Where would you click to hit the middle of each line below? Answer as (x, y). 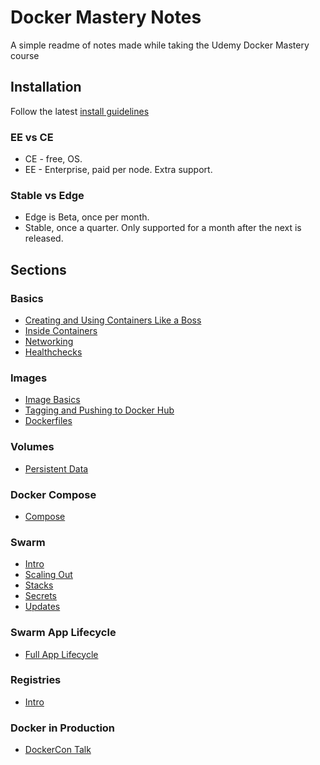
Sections (38, 269)
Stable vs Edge (47, 195)
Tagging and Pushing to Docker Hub (99, 410)
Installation (46, 87)
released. (44, 238)
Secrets (40, 596)
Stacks (39, 585)
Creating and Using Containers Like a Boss (113, 320)
